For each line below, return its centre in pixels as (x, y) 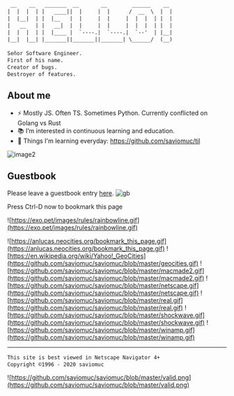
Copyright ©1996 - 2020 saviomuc (56, 364)
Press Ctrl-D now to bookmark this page (65, 206)
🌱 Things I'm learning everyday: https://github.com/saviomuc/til (109, 141)
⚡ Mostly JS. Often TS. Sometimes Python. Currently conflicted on (112, 113)
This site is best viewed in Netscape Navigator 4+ (84, 357)
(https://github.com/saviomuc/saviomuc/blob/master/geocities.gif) (103, 263)
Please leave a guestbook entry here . (61, 193)
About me (29, 96)
